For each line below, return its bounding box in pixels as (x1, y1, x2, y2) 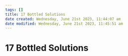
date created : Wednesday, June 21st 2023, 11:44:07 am (5, 16, 121, 21)
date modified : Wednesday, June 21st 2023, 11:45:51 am (5, 21, 123, 26)
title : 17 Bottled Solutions (5, 12, 65, 17)
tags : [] (5, 7, 23, 12)
